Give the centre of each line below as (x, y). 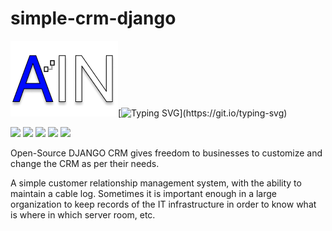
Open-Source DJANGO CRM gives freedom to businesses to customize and (166, 153)
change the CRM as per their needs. (85, 163)
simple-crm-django (93, 18)
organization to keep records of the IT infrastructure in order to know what (163, 204)
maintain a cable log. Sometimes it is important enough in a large (144, 193)
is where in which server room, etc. (83, 214)
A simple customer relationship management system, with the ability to (156, 183)
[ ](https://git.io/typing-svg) (203, 113)
